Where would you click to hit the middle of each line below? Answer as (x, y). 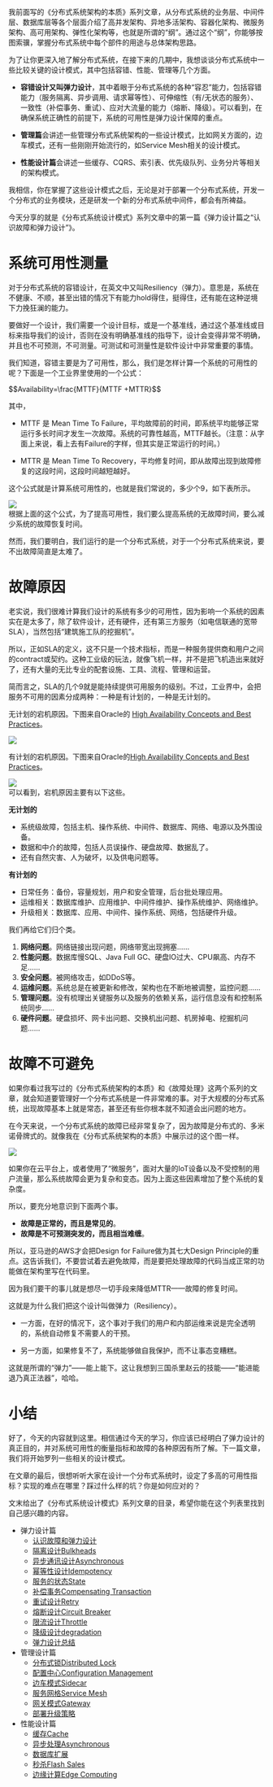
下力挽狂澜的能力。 (41, 307)
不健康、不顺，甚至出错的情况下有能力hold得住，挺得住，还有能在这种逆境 (133, 297)
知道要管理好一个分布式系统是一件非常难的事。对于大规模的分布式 (147, 1098)
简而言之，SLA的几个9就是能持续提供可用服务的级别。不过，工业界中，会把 (135, 686)
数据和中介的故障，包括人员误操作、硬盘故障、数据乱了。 (116, 847)
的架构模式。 (41, 172)
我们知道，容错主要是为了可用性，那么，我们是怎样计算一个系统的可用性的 (133, 362)
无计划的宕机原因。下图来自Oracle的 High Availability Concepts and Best (130, 713)
